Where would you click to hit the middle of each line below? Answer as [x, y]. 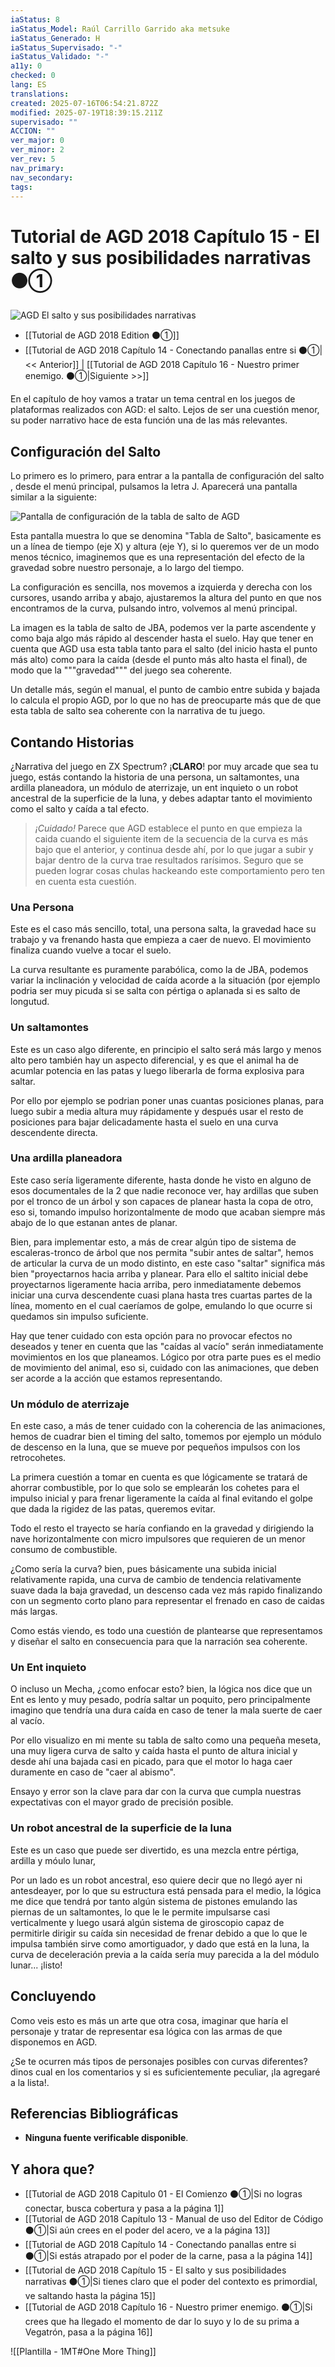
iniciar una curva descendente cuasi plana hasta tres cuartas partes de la [161, 1295]
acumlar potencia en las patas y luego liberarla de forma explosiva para [157, 1070]
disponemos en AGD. [54, 2042]
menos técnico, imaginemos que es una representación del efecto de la [157, 557]
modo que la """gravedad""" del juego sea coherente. [121, 670]
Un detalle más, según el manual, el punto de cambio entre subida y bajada [165, 690]
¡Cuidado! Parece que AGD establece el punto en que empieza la [168, 828]
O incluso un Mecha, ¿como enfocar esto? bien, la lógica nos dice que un [161, 1689]
